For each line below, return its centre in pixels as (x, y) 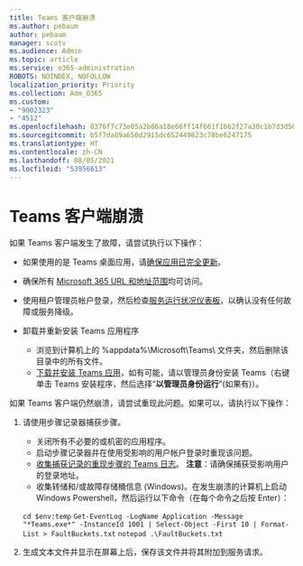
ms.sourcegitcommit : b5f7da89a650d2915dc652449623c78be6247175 (131, 135)
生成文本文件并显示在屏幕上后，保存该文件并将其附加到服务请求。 (145, 552)
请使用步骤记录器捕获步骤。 (74, 422)
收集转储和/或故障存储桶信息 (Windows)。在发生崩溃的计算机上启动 (161, 487)
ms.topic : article (44, 60)
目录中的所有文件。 (72, 361)
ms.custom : (30, 102)
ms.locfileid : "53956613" (58, 169)
